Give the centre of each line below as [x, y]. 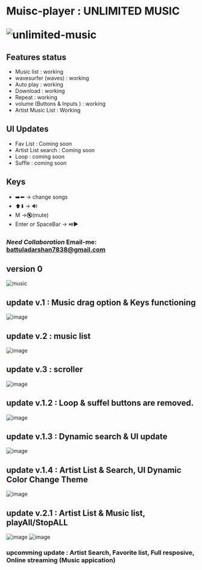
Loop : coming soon [40, 156]
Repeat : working [36, 97]
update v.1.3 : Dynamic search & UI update [87, 437]
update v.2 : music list [49, 336]
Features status [36, 57]
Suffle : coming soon [41, 163]
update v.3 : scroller [45, 370]
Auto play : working [39, 85]
